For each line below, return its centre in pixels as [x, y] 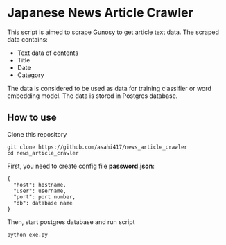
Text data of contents [47, 53]
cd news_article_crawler [43, 153]
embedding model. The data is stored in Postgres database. [93, 96]
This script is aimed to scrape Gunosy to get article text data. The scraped [113, 32]
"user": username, [40, 191]
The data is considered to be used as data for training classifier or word [109, 88]
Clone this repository [37, 134]
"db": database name [43, 203]
